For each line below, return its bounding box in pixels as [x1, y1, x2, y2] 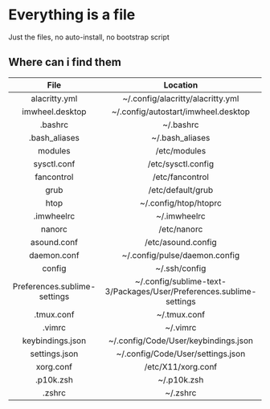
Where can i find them [8, 55, 122, 69]
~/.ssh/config [155, 263, 207, 274]
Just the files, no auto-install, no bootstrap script [8, 32, 170, 42]
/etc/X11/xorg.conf [144, 361, 218, 372]
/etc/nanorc [158, 223, 203, 235]
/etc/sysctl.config [147, 158, 215, 170]
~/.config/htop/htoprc [139, 197, 223, 208]
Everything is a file [8, 6, 136, 24]
